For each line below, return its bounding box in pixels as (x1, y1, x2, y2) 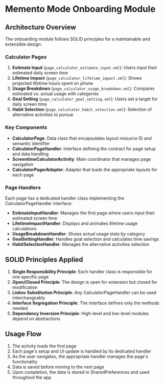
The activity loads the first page (12, 343, 77, 349)
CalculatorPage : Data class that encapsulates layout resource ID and (12, 135, 152, 141)
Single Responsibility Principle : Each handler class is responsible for (12, 268, 153, 274)
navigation (12, 161, 34, 167)
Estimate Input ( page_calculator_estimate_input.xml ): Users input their (12, 65, 158, 71)
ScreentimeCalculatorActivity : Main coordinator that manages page (12, 156, 151, 162)
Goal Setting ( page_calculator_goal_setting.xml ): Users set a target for (12, 96, 158, 102)
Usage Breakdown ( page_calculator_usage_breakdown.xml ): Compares (12, 86, 155, 91)
